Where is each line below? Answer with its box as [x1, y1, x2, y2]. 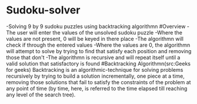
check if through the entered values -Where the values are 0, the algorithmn [6, 41, 191, 48]
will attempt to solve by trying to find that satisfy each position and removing [6, 47, 192, 54]
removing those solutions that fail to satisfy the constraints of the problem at [6, 78, 191, 85]
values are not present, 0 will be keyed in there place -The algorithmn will [6, 35, 184, 42]
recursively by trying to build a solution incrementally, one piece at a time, [6, 72, 185, 79]
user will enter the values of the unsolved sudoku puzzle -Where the [16, 29, 183, 36]
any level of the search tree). [6, 91, 76, 98]
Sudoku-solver [6, 4, 81, 17]
